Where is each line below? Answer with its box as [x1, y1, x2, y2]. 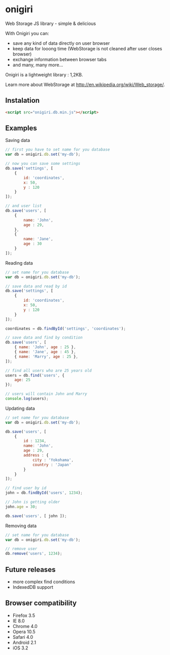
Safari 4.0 [12, 634, 33, 640]
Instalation [5, 96, 40, 105]
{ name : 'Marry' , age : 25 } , [14, 354, 79, 359]
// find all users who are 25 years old [5, 368, 92, 373]
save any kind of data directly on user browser [12, 40, 110, 46]
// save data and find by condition [5, 335, 83, 340]
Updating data [5, 405, 36, 411]
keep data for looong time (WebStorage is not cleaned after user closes [12, 45, 162, 51]
